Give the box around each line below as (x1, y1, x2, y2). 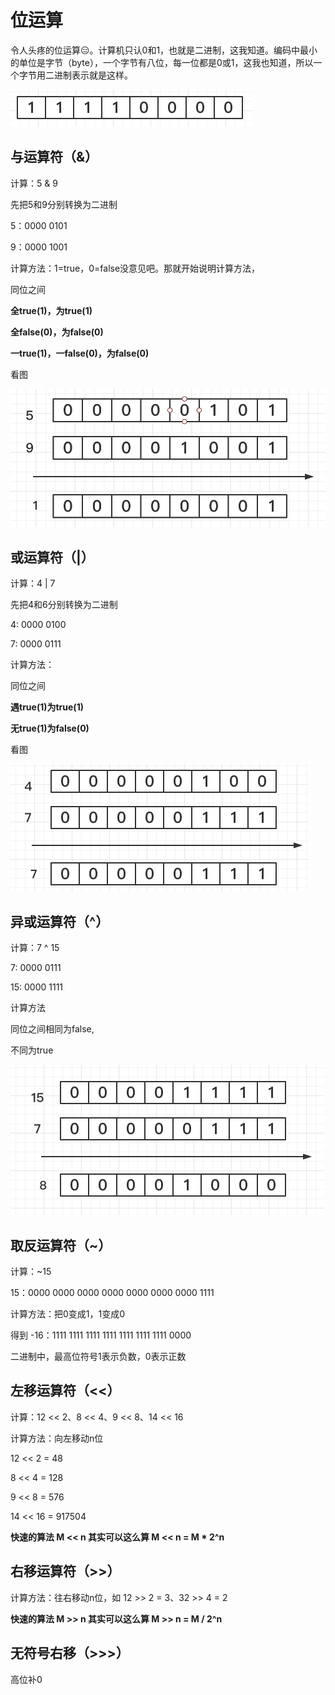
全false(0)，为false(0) (10, 326, 104, 338)
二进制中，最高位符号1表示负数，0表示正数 (10, 1351, 187, 1363)
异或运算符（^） (10, 913, 110, 930)
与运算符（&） (10, 149, 99, 166)
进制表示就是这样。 (53, 69, 133, 81)
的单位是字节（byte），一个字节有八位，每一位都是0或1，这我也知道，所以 (10, 56, 314, 68)
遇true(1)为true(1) (10, 701, 84, 713)
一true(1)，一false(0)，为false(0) (10, 347, 150, 359)
